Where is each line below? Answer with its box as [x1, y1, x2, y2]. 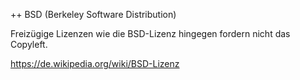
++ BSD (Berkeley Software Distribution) [10, 9, 177, 20]
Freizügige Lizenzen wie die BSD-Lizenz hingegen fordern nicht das [10, 28, 291, 39]
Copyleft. [10, 39, 48, 50]
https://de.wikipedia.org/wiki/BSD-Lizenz [10, 58, 180, 69]
